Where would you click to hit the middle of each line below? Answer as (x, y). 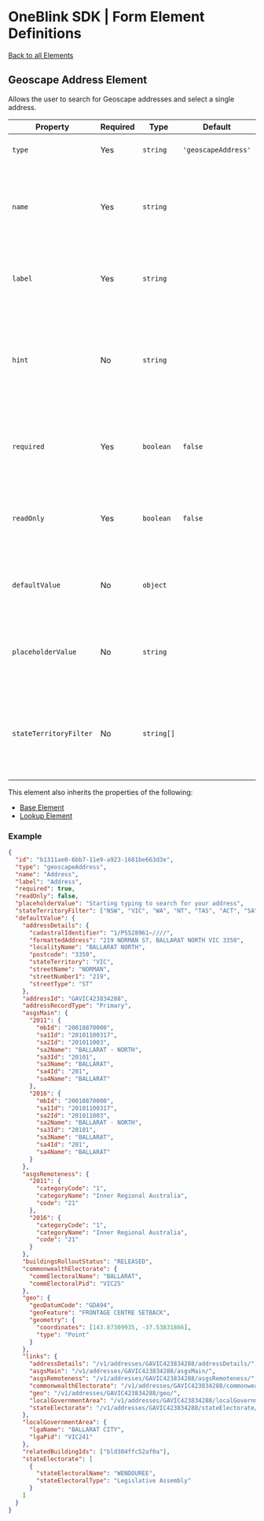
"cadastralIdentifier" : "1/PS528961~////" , (101, 933)
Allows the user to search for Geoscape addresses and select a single (121, 99)
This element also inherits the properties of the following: (101, 792)
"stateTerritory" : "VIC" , (71, 962)
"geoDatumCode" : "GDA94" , (71, 1306)
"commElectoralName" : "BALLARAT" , (86, 1276)
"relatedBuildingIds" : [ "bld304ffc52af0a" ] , (96, 1451)
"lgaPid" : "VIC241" (60, 1437)
